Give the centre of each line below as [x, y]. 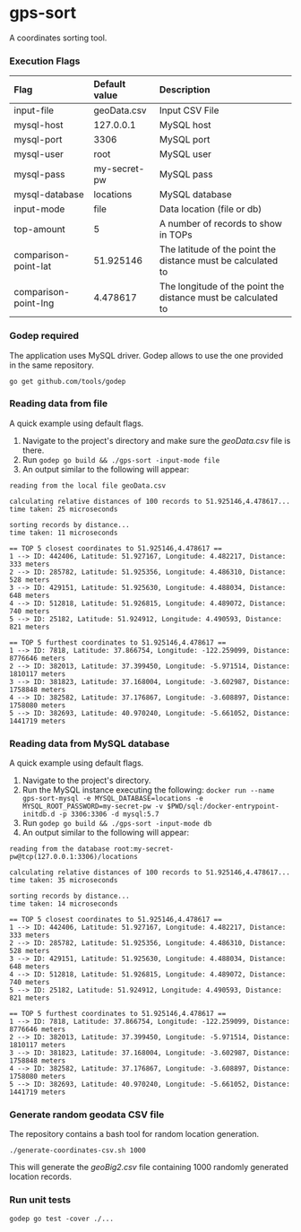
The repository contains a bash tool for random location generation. [134, 1134]
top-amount [39, 230]
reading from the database [60, 849]
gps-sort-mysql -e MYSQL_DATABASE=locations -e [112, 799]
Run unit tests [40, 1200]
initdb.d [39, 814]
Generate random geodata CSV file [87, 1115]
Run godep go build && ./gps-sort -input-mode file [121, 459]
